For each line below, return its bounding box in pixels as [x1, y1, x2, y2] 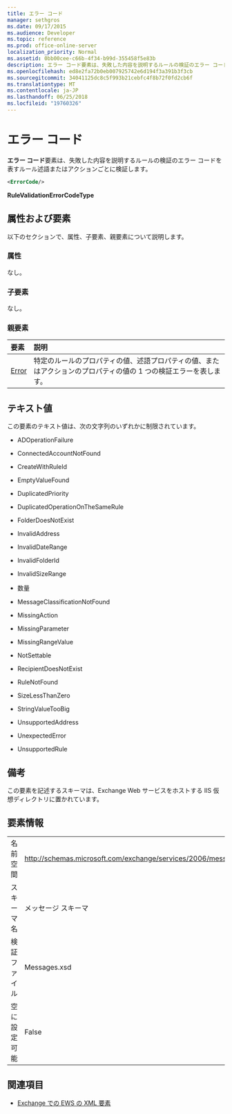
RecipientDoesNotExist [17, 664, 83, 673]
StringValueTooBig [17, 705, 70, 713]
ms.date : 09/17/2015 [7, 23, 67, 30]
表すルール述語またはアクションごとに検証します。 [7, 164, 152, 173]
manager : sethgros [7, 17, 60, 23]
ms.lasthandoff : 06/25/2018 [7, 94, 88, 101]
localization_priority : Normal [7, 49, 97, 56]
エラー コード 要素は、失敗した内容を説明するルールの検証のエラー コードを [7, 156, 222, 164]
